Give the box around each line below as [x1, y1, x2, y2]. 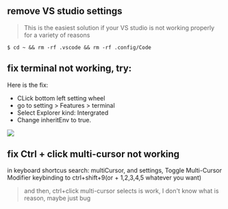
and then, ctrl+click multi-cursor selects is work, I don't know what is [23, 187, 219, 195]
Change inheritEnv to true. [16, 115, 91, 124]
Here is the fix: [7, 81, 49, 89]
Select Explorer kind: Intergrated [16, 109, 109, 117]
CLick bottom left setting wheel [16, 94, 105, 102]
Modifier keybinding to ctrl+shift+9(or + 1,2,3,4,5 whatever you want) [7, 173, 202, 182]
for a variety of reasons [23, 31, 90, 39]
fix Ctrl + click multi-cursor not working [7, 148, 180, 160]
